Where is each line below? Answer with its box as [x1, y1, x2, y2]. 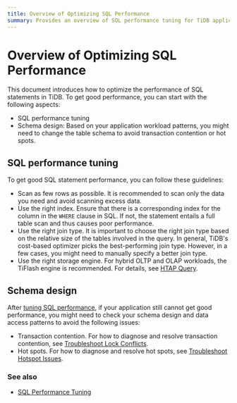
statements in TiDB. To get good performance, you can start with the [7, 93, 207, 101]
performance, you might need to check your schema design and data [7, 311, 209, 319]
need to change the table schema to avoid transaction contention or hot [17, 129, 226, 137]
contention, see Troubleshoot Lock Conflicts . [17, 340, 149, 348]
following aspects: [7, 100, 61, 109]
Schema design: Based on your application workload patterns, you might [17, 121, 229, 130]
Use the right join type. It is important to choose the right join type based [17, 227, 229, 235]
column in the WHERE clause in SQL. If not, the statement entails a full [17, 212, 215, 221]
